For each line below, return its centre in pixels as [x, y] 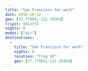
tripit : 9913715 [22, 24]
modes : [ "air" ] [21, 33]
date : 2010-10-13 [23, 14]
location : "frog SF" [35, 56]
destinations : [20, 38]
